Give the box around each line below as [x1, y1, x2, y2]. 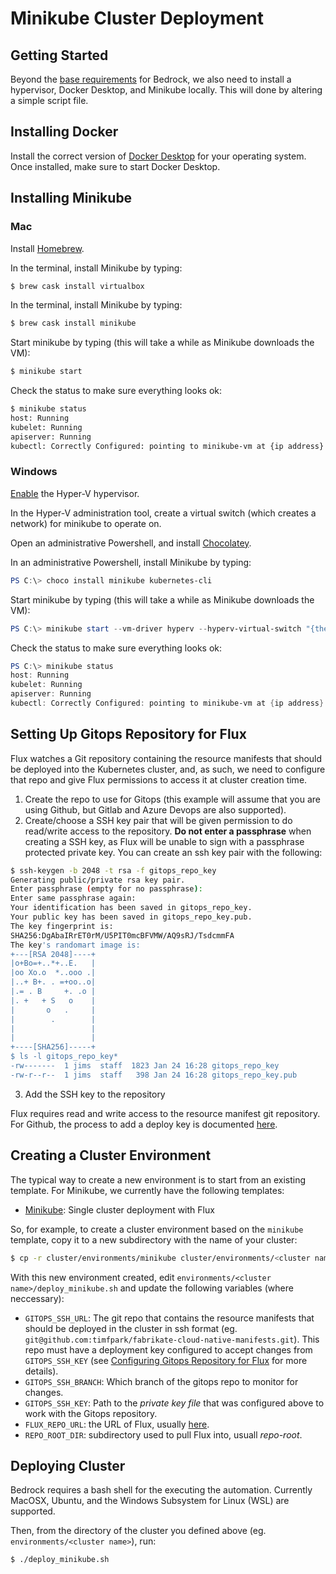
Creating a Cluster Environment [10, 1147, 212, 1164]
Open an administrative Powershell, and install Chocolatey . [10, 537, 252, 549]
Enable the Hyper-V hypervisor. [10, 487, 140, 499]
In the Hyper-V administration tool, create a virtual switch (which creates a [10, 507, 317, 519]
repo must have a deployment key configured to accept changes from [24, 1343, 313, 1356]
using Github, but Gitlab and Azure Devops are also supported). [24, 803, 287, 816]
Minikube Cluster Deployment [10, 7, 265, 30]
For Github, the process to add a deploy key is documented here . [10, 1118, 278, 1130]
